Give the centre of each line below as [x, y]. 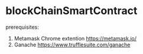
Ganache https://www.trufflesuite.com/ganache [72, 45]
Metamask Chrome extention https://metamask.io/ [75, 38]
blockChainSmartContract [71, 11]
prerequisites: [22, 27]
